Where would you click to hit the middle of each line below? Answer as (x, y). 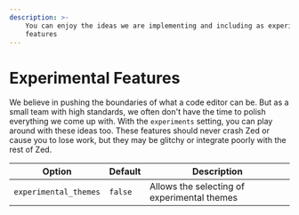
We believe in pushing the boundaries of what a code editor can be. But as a (149, 102)
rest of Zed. (31, 150)
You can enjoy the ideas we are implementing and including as (145, 26)
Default (125, 171)
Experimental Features (95, 78)
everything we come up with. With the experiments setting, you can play (141, 122)
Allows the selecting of (197, 187)
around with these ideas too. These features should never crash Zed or (139, 131)
